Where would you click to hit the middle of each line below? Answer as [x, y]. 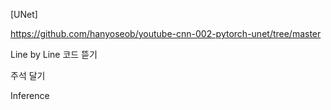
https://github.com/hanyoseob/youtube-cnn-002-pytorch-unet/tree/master [166, 33]
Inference [30, 95]
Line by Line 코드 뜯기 [54, 54]
